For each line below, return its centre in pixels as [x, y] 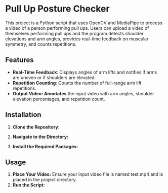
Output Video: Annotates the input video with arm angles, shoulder [83, 93]
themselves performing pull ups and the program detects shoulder [74, 33]
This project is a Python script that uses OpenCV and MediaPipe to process [84, 23]
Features [19, 60]
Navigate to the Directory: [40, 137]
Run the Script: [29, 185]
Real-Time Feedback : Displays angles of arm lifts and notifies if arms [85, 72]
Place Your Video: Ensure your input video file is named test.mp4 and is [88, 174]
